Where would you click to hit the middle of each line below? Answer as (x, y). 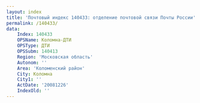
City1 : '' (30, 79)
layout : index (24, 12)
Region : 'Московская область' (55, 57)
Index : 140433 (35, 35)
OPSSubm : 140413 (38, 51)
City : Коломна (35, 74)
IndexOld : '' (34, 91)
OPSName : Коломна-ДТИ (44, 40)
